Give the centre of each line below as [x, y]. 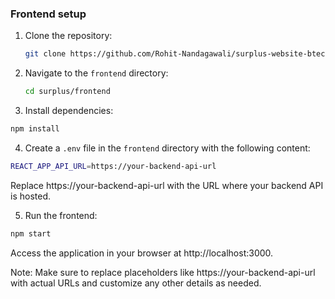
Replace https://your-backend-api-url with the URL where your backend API [167, 185]
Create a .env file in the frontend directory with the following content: [167, 148]
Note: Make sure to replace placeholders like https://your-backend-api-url [163, 272]
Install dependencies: [69, 111]
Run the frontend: [61, 215]
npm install [35, 129]
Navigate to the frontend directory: [96, 73]
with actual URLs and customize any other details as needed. [136, 283]
